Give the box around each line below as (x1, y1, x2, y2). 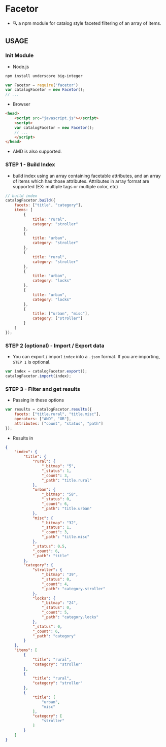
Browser (12, 101, 30, 107)
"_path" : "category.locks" (41, 615, 99, 620)
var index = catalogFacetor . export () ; (5, 369, 87, 374)
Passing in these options (12, 397, 64, 403)
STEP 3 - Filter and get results (5, 385, 80, 392)
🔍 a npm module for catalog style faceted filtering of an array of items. (12, 20, 161, 26)
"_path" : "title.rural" (41, 478, 92, 483)
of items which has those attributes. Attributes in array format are (12, 178, 150, 184)
